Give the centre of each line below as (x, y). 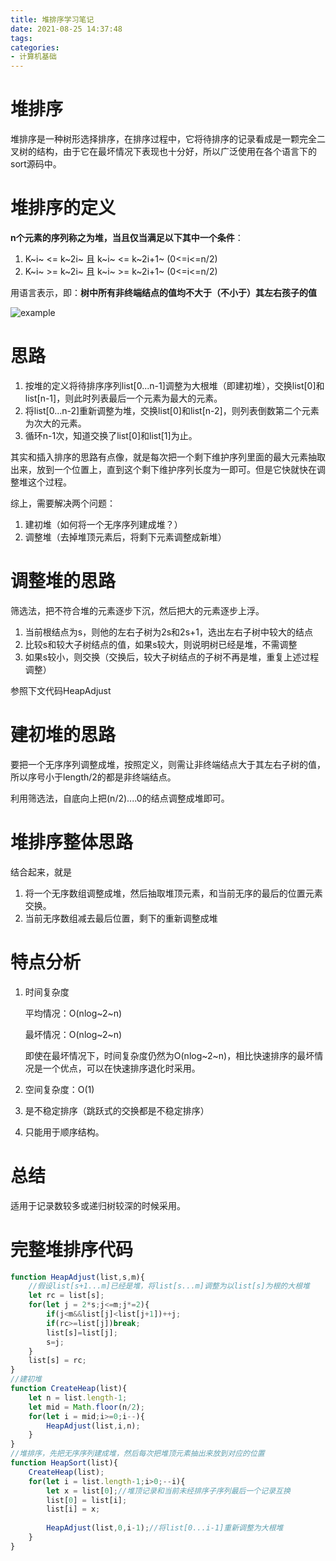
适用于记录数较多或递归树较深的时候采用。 (98, 1205)
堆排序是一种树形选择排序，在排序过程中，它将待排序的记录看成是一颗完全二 (168, 139)
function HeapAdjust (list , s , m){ (77, 1277)
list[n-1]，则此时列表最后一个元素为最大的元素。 (123, 398)
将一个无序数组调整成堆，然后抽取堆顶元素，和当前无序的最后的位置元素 (173, 893)
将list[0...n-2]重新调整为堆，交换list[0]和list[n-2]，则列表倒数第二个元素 (172, 410)
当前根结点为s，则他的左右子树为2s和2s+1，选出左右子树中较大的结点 (168, 632)
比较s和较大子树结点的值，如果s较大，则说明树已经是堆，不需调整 (161, 644)
